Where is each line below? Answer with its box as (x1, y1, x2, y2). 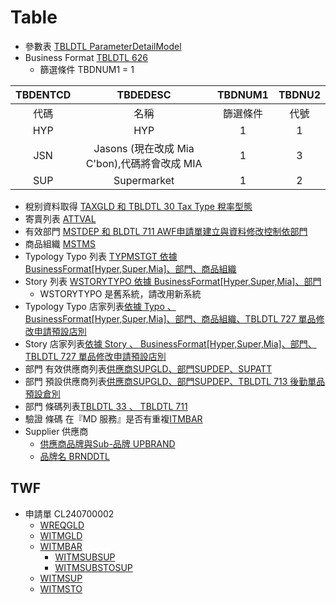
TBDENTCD (15, 87, 72, 101)
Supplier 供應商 (24, 425, 89, 437)
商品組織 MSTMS (24, 237, 96, 250)
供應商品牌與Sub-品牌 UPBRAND (39, 437, 176, 450)
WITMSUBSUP (54, 551, 116, 563)
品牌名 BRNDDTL (39, 450, 110, 462)
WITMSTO (39, 582, 83, 595)
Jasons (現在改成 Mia (93, 141, 195, 155)
